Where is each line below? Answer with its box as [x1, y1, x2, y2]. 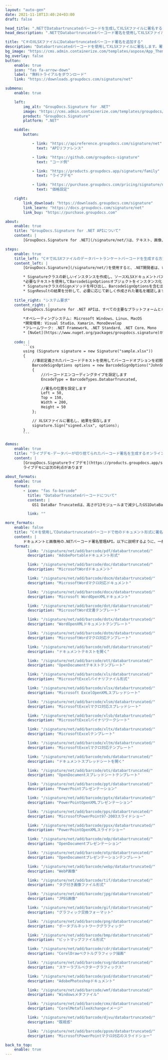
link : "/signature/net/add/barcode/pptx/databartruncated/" [27, 796, 155, 801]
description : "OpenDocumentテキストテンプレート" [27, 663, 125, 668]
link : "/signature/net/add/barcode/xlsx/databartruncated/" [27, 686, 155, 691]
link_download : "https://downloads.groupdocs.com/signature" [23, 200, 153, 206]
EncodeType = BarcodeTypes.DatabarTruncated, [40, 377, 137, 382]
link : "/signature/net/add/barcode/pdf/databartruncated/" [27, 548, 153, 554]
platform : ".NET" [23, 118, 59, 123]
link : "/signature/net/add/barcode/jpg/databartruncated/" [27, 891, 153, 896]
